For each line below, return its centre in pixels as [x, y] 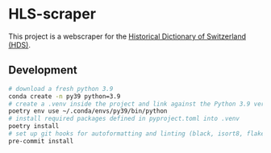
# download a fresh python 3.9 [61, 89]
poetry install [34, 126]
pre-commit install [41, 141]
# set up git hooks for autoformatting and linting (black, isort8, [126, 134]
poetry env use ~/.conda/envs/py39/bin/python [88, 111]
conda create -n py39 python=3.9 [65, 96]
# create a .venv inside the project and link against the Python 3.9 [129, 104]
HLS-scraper [52, 14]
